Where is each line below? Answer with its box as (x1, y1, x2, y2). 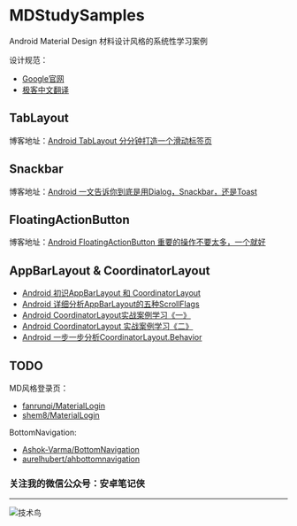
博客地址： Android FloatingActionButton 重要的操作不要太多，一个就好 (9, 236, 267, 248)
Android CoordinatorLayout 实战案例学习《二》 (21, 321, 194, 332)
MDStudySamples (9, 5, 145, 26)
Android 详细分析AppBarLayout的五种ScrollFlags (21, 298, 201, 310)
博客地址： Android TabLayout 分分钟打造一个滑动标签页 (9, 135, 212, 146)
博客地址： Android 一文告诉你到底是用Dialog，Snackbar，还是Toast (9, 186, 258, 197)
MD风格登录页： (9, 383, 69, 393)
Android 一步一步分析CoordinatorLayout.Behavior (21, 332, 202, 343)
